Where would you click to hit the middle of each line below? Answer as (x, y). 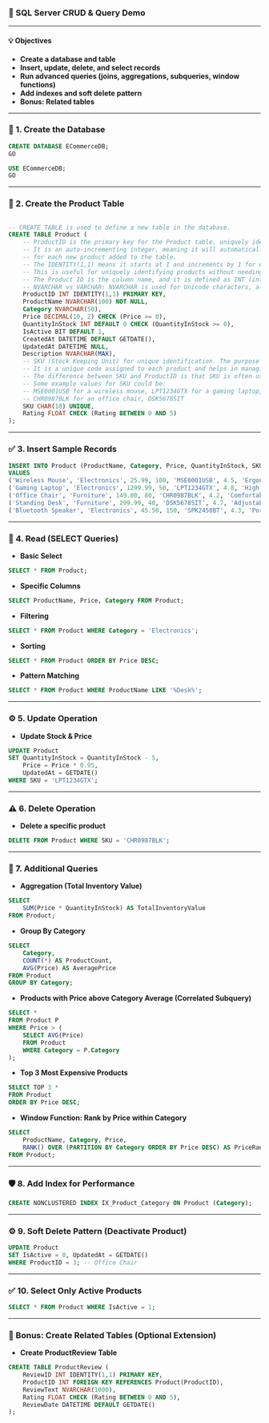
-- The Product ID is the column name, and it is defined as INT (134, 280)
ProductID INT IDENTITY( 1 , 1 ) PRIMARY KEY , (94, 294)
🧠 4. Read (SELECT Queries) (63, 538)
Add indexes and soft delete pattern (81, 93)
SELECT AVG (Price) (53, 1035)
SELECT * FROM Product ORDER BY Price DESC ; (84, 660)
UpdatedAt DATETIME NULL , (66, 347)
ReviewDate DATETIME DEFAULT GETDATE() (89, 1405)
